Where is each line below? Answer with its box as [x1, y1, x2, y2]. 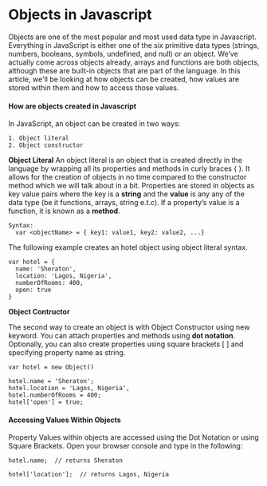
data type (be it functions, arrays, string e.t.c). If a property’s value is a [8, 198, 241, 207]
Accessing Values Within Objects [8, 415, 121, 425]
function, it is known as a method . [8, 206, 121, 216]
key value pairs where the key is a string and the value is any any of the [8, 189, 245, 199]
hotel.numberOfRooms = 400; [8, 391, 102, 400]
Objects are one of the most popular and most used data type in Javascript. [8, 32, 257, 41]
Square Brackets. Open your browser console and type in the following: [8, 441, 243, 451]
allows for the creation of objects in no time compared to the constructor [8, 172, 247, 182]
